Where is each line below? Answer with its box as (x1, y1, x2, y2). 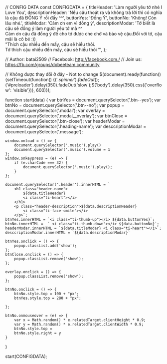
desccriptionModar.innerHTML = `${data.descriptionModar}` (5, 230, 131, 235)
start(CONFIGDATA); (5, 354, 47, 359)
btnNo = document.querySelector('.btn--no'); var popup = (5, 102, 125, 108)
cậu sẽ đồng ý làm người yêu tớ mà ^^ (5, 25, 83, 31)
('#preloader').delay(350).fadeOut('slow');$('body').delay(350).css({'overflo (5, 82, 162, 88)
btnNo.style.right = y (14, 331, 61, 336)
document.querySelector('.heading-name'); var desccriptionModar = (5, 123, 147, 129)
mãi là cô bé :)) (5, 36, 36, 42)
